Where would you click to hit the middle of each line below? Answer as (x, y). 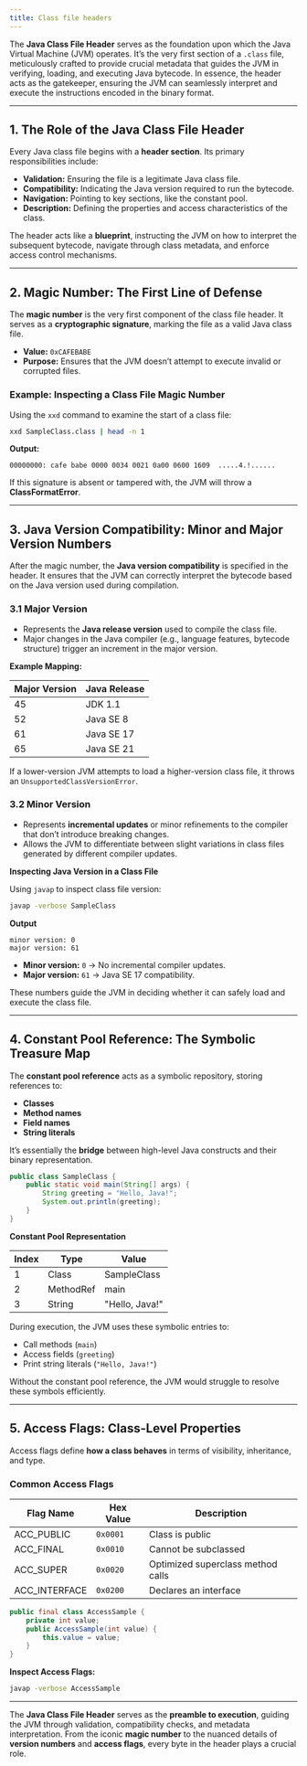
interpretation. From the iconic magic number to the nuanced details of (143, 1734)
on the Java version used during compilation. (95, 585)
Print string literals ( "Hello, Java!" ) (90, 1364)
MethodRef (72, 1289)
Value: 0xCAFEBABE (57, 352)
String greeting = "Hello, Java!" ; (110, 1194)
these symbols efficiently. (58, 1391)
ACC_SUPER (41, 1569)
